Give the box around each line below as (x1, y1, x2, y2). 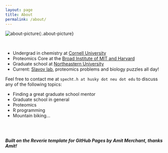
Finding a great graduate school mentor (12, 91, 96, 97)
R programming (12, 107, 46, 114)
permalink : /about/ (5, 17, 47, 22)
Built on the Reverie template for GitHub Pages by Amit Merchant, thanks (5, 137, 163, 144)
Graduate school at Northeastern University (12, 61, 104, 67)
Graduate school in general (12, 96, 70, 103)
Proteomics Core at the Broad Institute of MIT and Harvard (12, 56, 135, 62)
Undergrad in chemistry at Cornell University (12, 50, 107, 56)
